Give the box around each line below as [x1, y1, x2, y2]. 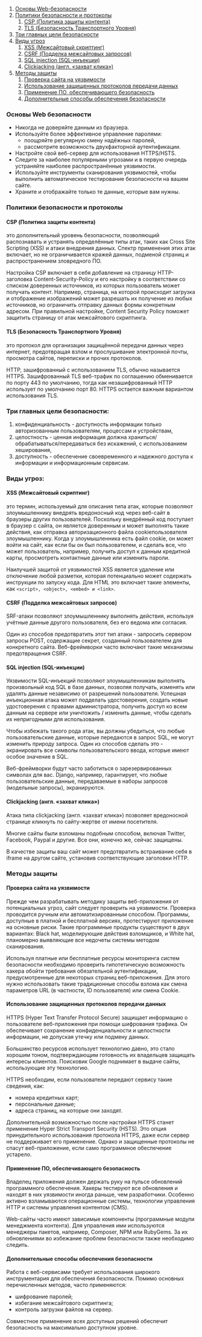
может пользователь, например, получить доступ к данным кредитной [6, 548, 191, 555]
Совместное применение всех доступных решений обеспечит [6, 1318, 168, 1325]
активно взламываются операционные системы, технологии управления [6, 1197, 195, 1205]
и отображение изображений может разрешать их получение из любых [6, 295, 193, 302]
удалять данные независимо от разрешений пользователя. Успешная [6, 690, 186, 698]
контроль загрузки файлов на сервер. [14, 1306, 113, 1313]
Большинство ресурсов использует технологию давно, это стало [6, 1045, 175, 1052]
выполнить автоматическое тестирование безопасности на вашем [14, 175, 189, 183]
